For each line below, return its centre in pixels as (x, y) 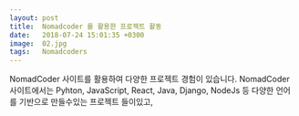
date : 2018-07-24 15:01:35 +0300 (77, 35)
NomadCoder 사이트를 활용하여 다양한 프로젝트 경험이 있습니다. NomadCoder (149, 79)
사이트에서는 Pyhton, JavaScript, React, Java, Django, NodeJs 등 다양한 (142, 90)
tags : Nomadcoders (49, 52)
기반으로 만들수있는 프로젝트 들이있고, (86, 102)
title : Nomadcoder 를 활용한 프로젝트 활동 (86, 26)
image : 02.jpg (38, 43)
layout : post (34, 18)
